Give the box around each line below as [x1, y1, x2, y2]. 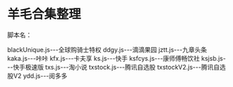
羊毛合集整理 [7, 6, 82, 22]
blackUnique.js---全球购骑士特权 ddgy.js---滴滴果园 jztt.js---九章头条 [7, 45, 208, 54]
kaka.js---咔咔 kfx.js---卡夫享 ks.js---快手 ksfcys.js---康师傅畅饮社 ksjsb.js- [7, 54, 226, 63]
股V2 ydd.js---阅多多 [7, 71, 68, 80]
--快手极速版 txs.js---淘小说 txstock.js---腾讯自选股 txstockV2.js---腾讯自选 [7, 63, 226, 71]
